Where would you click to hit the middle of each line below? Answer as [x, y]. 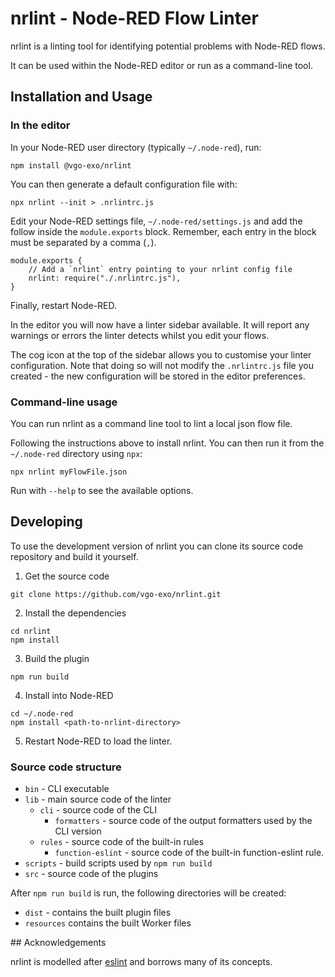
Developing [46, 522]
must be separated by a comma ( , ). [83, 242]
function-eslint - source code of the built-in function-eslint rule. [189, 853]
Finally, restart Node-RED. [64, 305]
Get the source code [67, 576]
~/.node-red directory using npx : [76, 453]
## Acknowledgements [58, 943]
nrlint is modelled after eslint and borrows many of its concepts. [141, 962]
